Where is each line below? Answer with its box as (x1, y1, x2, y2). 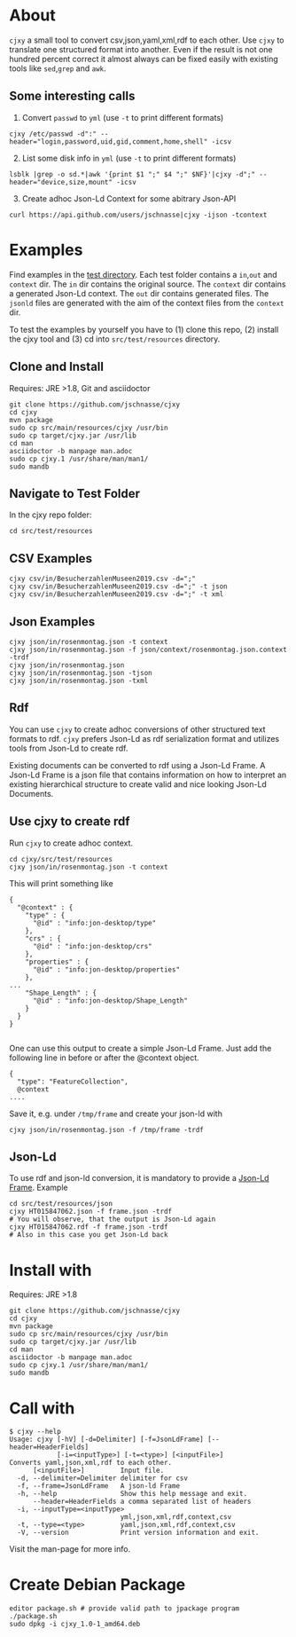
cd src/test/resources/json (9, 1200, 113, 1208)
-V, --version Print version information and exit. (17, 1528, 260, 1538)
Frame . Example (9, 1182, 68, 1193)
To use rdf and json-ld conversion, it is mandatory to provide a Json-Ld (9, 1173, 269, 1184)
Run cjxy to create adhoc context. (9, 838, 134, 848)
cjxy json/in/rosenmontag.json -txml (9, 676, 149, 685)
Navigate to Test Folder (9, 485, 140, 501)
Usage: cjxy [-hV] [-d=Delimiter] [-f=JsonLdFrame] (9, 1435, 204, 1444)
